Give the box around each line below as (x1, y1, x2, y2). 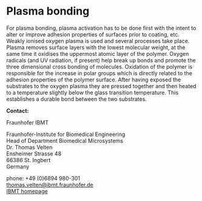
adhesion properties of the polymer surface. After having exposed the (6, 76, 181, 83)
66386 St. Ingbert (6, 156, 51, 163)
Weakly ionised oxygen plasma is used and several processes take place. (6, 37, 190, 44)
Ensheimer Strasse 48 (6, 150, 62, 157)
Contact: (6, 107, 29, 114)
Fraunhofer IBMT (6, 118, 49, 126)
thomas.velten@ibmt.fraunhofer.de (6, 181, 94, 188)
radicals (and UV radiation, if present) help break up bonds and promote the (6, 56, 196, 64)
